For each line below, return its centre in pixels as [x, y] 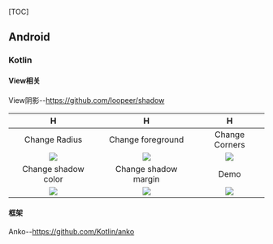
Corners [230, 144]
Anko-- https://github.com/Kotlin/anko [71, 231]
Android [29, 37]
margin [146, 179]
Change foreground [147, 139]
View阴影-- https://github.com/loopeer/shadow [87, 100]
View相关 [24, 80]
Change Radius [53, 139]
